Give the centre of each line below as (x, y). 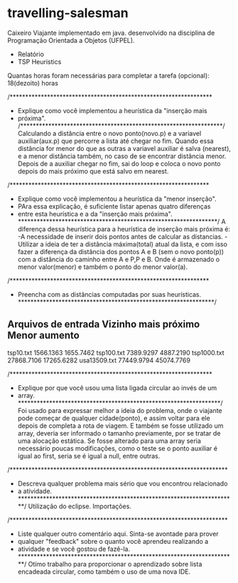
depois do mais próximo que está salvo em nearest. (93, 171)
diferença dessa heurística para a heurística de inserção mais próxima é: (124, 229)
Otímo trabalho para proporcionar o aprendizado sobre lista (115, 564)
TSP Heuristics (39, 61)
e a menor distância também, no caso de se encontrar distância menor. (122, 156)
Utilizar (28, 244)
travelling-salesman (68, 13)
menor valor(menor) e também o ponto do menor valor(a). (103, 267)
